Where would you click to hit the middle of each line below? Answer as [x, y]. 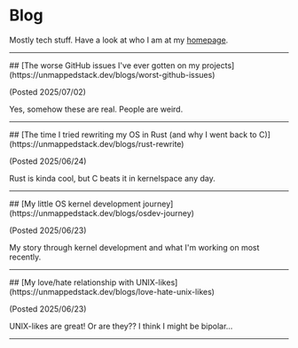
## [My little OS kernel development [75, 204]
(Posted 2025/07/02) [48, 92]
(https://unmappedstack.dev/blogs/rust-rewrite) [97, 143]
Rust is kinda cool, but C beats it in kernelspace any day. [112, 178]
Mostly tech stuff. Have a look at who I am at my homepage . [119, 40]
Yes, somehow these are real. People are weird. [96, 109]
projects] [218, 65]
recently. [25, 257]
